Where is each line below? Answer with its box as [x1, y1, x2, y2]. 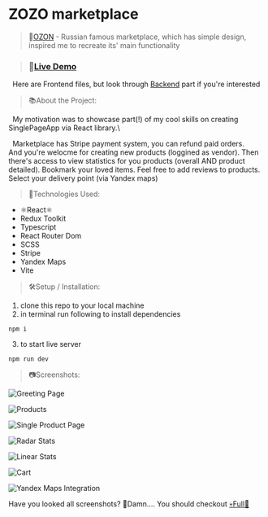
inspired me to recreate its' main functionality [28, 40, 180, 50]
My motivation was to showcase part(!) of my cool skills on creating [11, 115, 239, 125]
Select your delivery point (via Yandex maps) [8, 173, 158, 183]
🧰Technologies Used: [28, 189, 100, 199]
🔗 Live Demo [28, 60, 77, 72]
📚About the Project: [28, 95, 97, 106]
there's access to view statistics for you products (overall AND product [8, 156, 245, 166]
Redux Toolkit [19, 213, 67, 224]
